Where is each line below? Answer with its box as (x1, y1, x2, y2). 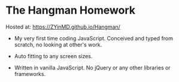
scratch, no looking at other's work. (14, 41, 102, 48)
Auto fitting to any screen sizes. (14, 52, 93, 59)
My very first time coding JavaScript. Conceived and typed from (14, 34, 174, 42)
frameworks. (14, 70, 46, 77)
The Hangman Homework (5, 4, 136, 17)
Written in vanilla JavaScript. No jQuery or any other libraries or (14, 64, 171, 71)
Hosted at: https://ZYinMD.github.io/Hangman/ (5, 23, 121, 30)
